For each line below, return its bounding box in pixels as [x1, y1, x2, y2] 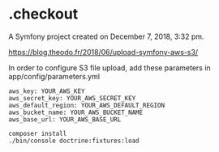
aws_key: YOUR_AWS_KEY [8, 87, 85, 95]
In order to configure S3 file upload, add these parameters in [8, 62, 211, 73]
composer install [8, 129, 67, 137]
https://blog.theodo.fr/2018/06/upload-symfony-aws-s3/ [8, 47, 199, 57]
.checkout [8, 5, 79, 23]
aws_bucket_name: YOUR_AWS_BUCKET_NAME [8, 108, 144, 116]
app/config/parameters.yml [8, 71, 100, 81]
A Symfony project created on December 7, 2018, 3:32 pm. [8, 32, 204, 41]
